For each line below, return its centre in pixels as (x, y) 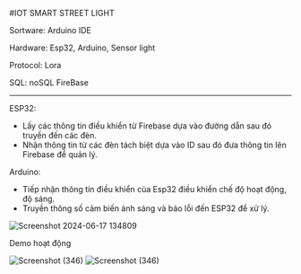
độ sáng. (39, 199)
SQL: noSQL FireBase (49, 83)
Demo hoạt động (40, 243)
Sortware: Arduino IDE (50, 30)
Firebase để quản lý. (60, 155)
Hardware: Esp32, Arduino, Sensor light (82, 48)
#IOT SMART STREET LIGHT (62, 13)
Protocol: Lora (35, 65)
